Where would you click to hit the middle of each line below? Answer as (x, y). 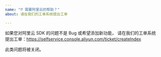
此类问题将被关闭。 (24, 49)
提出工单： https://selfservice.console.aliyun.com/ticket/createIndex (73, 39)
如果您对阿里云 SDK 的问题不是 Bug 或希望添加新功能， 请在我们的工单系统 (80, 33)
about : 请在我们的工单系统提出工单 (36, 14)
